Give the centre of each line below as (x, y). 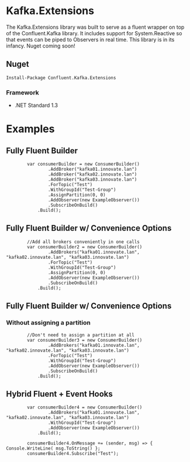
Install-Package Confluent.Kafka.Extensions (61, 77)
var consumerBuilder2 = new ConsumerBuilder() (85, 247)
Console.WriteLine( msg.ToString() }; (53, 448)
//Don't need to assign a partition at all (81, 335)
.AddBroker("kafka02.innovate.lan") (92, 174)
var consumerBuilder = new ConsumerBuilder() (84, 164)
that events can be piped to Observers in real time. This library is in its (90, 39)
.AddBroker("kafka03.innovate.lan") (92, 180)
